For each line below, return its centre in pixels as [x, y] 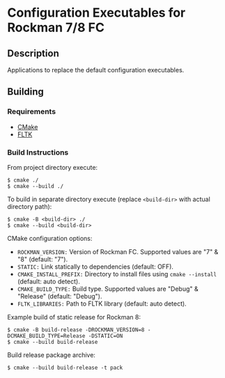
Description [33, 53]
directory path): [30, 206]
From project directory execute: [53, 167]
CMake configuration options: [50, 238]
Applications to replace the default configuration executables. [96, 70]
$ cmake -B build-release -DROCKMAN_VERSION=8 [76, 330]
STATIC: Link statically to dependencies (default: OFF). [95, 267]
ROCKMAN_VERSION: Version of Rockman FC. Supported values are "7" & [118, 251]
